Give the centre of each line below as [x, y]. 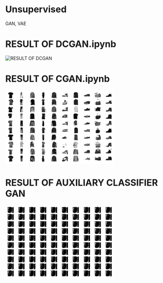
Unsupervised [36, 9]
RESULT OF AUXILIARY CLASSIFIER [82, 183]
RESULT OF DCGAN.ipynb [61, 44]
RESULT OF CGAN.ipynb [57, 79]
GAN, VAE [16, 23]
